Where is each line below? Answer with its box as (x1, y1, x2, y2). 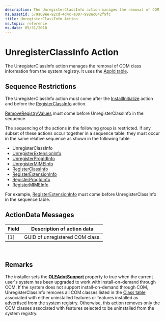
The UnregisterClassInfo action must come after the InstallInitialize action (5, 96, 153, 101)
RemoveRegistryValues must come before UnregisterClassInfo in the (5, 110, 144, 116)
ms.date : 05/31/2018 (5, 26, 48, 31)
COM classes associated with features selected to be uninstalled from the (5, 305, 155, 311)
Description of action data (31, 225, 94, 232)
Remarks (5, 260, 33, 269)
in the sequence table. (5, 196, 51, 202)
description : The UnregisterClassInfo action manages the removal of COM (5, 7, 160, 12)
